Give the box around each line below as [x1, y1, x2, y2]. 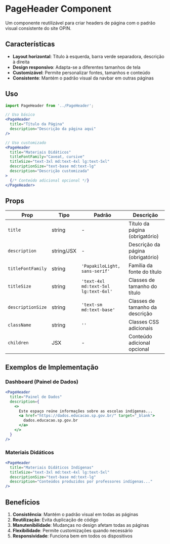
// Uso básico [5, 112, 35, 117]
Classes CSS [129, 318, 159, 325]
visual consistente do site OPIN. [5, 25, 72, 31]
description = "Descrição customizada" [10, 168, 90, 174]
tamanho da [129, 304, 157, 311]
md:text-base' [81, 307, 115, 313]
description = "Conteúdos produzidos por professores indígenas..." [10, 479, 153, 484]
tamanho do [129, 283, 157, 290]
